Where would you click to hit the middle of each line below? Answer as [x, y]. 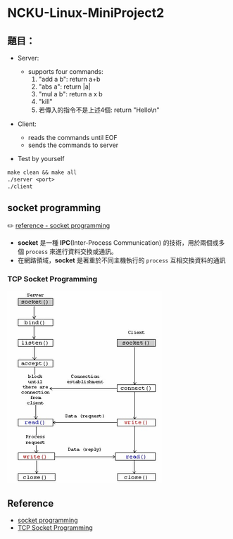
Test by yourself [41, 159]
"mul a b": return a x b [71, 94]
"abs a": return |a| [64, 87]
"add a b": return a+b [69, 79]
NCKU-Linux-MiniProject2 [86, 13]
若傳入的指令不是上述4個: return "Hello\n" [99, 110]
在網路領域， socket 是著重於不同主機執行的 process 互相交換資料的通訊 [121, 260]
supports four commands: [65, 71]
